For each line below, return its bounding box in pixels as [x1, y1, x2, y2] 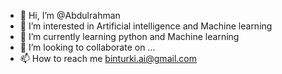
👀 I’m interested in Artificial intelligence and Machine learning [19, 20, 273, 32]
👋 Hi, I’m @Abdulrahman [19, 10, 121, 21]
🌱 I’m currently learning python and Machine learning [19, 31, 240, 42]
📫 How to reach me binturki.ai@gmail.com [19, 53, 197, 64]
